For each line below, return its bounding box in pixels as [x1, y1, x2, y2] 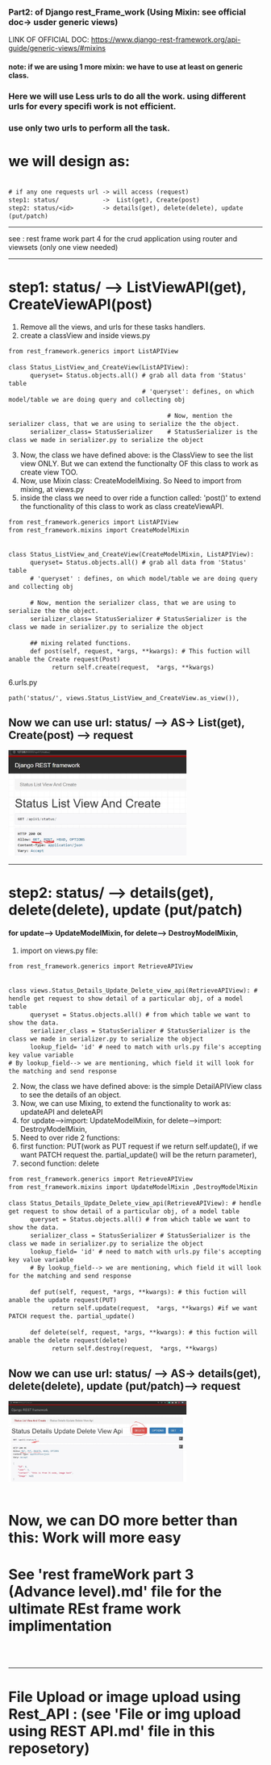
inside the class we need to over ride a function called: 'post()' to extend [19, 493, 261, 503]
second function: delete [19, 1158, 99, 1168]
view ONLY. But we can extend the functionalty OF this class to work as [19, 458, 259, 468]
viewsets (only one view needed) [8, 242, 119, 252]
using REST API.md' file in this [8, 1721, 215, 1740]
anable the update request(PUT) [8, 1296, 117, 1304]
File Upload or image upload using [8, 1688, 241, 1706]
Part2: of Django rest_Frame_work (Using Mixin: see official [8, 6, 246, 18]
